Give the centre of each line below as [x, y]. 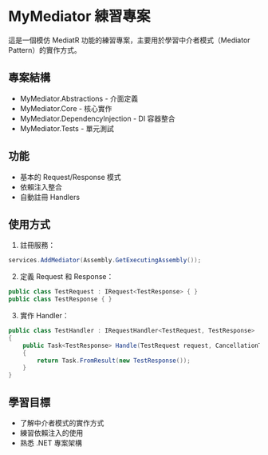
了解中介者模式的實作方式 [62, 423]
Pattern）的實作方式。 [45, 50]
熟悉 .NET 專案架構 [51, 443]
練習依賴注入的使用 [51, 433]
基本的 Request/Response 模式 [70, 177]
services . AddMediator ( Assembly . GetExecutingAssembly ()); [105, 261]
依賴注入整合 [41, 187]
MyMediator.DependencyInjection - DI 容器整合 [97, 118]
